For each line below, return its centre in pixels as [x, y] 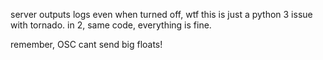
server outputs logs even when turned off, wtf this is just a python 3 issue [161, 14]
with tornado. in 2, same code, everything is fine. [111, 25]
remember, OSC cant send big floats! [86, 44]
